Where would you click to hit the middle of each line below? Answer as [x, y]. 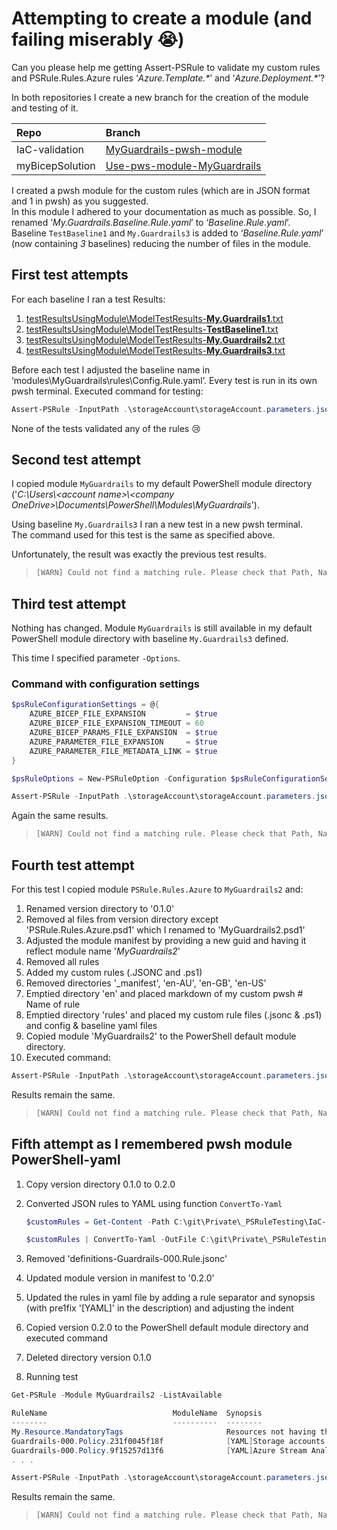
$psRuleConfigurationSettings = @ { [85, 705]
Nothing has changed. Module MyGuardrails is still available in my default [162, 628]
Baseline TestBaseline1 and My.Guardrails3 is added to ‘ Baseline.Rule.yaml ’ [167, 233]
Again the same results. [60, 816]
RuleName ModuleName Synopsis [137, 1413]
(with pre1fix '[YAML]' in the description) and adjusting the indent [159, 1308]
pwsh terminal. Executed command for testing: [107, 391]
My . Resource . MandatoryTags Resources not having [163, 1432]
